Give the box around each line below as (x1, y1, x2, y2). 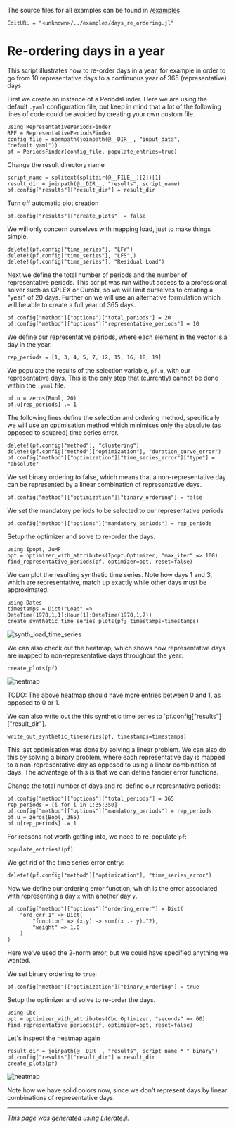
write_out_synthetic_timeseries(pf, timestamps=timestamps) (7, 733, 188, 740)
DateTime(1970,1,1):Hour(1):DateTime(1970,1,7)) (7, 611, 152, 619)
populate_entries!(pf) (7, 846, 74, 853)
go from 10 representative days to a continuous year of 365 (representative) (7, 73, 227, 82)
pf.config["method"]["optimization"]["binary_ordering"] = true (7, 983, 199, 990)
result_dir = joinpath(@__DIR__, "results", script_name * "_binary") (7, 1047, 218, 1054)
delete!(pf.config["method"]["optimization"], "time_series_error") (7, 872, 212, 879)
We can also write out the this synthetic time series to (7, 712, 163, 720)
